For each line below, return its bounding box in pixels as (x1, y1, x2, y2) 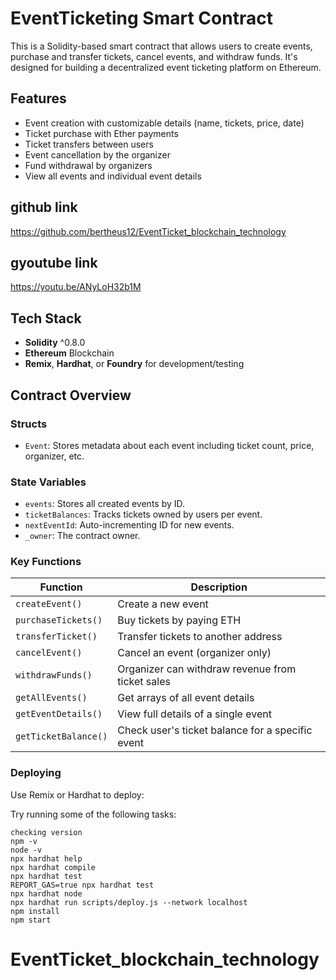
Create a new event (117, 597, 209, 611)
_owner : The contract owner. (24, 530, 141, 542)
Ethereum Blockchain (24, 347, 115, 359)
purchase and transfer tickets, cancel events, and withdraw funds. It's (10, 50, 298, 62)
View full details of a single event (117, 707, 272, 721)
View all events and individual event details (24, 170, 202, 182)
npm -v (10, 836, 38, 846)
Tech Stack (10, 310, 82, 327)
